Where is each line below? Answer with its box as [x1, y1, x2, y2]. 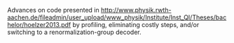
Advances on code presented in [7, 6, 99, 14]
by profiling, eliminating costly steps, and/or [72, 21, 200, 28]
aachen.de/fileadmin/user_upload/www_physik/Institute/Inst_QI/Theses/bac [7, 13, 227, 21]
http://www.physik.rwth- [100, 6, 172, 14]
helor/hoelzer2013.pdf [7, 21, 71, 28]
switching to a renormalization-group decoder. [7, 28, 142, 36]
